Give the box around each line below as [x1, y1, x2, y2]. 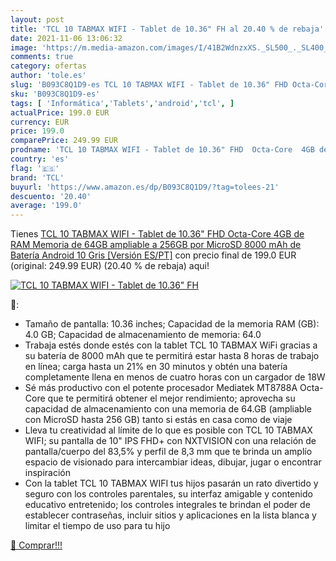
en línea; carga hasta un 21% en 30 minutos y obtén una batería [24, 361, 288, 373]
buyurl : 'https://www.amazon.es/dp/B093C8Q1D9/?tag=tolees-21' [10, 182, 280, 192]
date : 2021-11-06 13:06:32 [10, 33, 123, 43]
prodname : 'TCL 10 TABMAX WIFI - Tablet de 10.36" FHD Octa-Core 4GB [10, 145, 315, 155]
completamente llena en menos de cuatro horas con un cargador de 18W [24, 371, 326, 383]
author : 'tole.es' [10, 71, 87, 81]
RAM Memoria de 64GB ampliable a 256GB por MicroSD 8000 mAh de [10, 239, 302, 251]
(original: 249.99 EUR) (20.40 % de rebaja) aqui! [10, 260, 210, 272]
